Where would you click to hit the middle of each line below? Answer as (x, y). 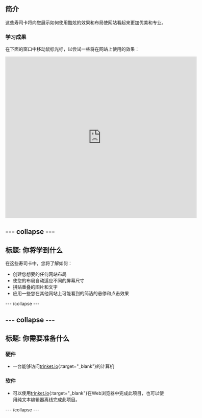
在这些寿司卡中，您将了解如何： (39, 263)
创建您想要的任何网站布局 (40, 274)
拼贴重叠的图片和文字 (35, 287)
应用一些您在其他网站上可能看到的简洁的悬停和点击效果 (71, 294)
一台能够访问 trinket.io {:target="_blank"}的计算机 (64, 366)
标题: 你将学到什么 (34, 250)
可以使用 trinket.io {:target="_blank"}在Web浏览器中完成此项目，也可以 (86, 393)
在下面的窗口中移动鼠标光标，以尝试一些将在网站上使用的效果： (72, 49)
